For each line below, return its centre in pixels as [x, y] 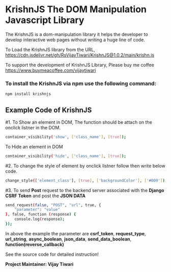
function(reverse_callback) [35, 244]
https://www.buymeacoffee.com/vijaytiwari [51, 70]
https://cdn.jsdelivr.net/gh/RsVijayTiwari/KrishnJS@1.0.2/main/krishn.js [80, 55]
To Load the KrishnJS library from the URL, [50, 49]
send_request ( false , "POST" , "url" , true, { [53, 205]
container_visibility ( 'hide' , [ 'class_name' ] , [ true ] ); [66, 156]
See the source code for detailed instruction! [52, 254]
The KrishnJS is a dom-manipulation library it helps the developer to [77, 34]
